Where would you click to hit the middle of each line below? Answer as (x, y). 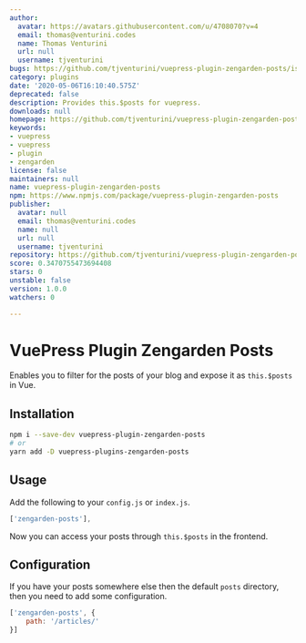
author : (24, 18)
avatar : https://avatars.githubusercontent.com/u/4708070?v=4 (138, 26)
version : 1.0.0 (38, 289)
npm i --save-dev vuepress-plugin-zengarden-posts (107, 435)
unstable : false (40, 281)
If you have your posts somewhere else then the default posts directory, (144, 587)
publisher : (30, 204)
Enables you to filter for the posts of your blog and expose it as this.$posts (151, 375)
